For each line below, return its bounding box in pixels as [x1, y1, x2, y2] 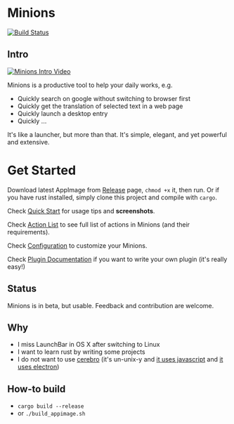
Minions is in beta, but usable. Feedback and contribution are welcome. [7, 301, 214, 310]
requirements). [7, 227, 51, 236]
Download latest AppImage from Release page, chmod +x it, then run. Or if [7, 185, 220, 194]
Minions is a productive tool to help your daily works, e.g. [7, 81, 173, 89]
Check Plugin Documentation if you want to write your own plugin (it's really [7, 255, 228, 263]
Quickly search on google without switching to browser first [17, 94, 191, 102]
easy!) [7, 262, 26, 271]
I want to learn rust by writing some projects [17, 347, 145, 356]
